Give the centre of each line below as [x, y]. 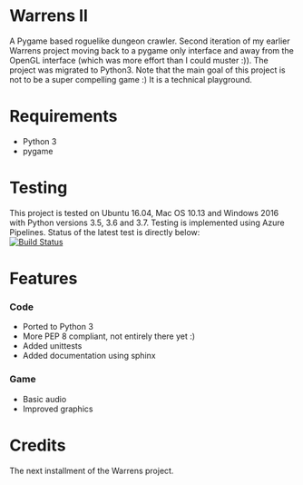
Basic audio [44, 399]
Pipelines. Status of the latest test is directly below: [105, 232]
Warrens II [49, 16]
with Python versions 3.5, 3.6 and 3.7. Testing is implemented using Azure [147, 223]
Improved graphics [58, 409]
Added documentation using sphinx [89, 356]
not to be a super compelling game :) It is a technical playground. [131, 79]
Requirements [64, 117]
